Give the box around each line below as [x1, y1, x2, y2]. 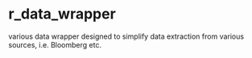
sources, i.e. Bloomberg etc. [8, 39, 102, 49]
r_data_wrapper [8, 5, 117, 23]
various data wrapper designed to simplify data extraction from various [8, 31, 244, 41]
